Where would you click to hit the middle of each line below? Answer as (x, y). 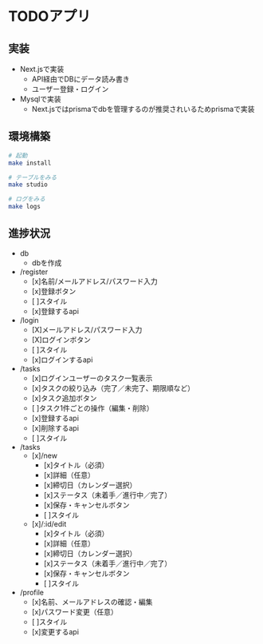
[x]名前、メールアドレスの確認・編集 (92, 602)
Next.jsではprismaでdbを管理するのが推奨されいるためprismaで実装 (143, 109)
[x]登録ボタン (54, 291)
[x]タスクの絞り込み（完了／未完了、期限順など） (113, 388)
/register (34, 272)
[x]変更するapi (55, 631)
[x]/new (45, 455)
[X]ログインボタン (61, 340)
